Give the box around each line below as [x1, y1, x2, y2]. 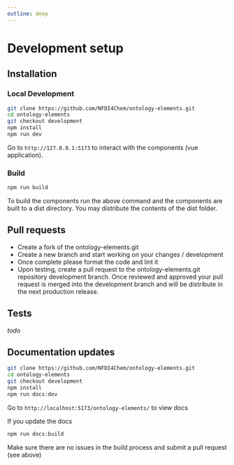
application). [7, 151, 43, 159]
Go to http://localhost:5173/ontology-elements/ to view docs [7, 403, 189, 412]
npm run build [7, 184, 49, 191]
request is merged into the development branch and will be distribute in [17, 280, 224, 288]
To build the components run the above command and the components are [7, 197, 223, 205]
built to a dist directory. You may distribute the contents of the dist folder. [7, 204, 218, 213]
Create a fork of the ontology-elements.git [17, 242, 139, 251]
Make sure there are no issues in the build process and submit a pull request [7, 443, 227, 451]
